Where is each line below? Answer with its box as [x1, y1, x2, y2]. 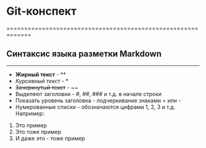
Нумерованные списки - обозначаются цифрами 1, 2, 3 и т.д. [15, 103, 176, 111]
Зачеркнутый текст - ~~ [15, 84, 78, 91]
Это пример [15, 121, 47, 129]
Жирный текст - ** [15, 70, 66, 78]
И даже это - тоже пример [15, 135, 85, 142]
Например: [15, 109, 45, 117]
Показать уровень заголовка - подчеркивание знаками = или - [15, 97, 181, 104]
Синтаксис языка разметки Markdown [6, 49, 162, 59]
